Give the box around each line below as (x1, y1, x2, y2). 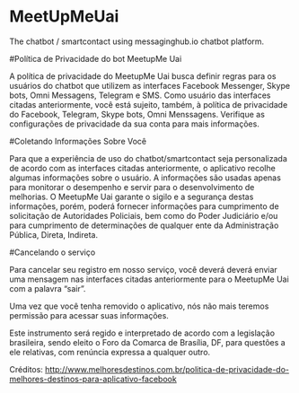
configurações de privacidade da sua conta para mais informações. (9, 118, 260, 129)
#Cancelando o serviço (9, 247, 96, 258)
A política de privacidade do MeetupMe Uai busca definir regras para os (9, 70, 277, 82)
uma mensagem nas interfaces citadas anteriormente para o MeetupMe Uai (9, 274, 289, 284)
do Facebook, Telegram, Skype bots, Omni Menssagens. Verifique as (9, 109, 265, 119)
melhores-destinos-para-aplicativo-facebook (9, 373, 177, 384)
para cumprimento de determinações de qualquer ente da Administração (9, 220, 279, 231)
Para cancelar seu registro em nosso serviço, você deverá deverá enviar (9, 264, 278, 275)
